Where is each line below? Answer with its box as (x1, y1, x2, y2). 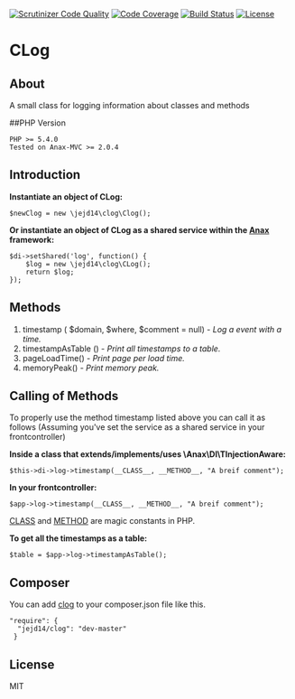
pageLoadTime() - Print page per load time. (22, 352, 185, 363)
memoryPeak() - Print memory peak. (22, 362, 160, 373)
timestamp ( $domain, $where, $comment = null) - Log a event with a (22, 323, 282, 334)
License (9, 657, 55, 672)
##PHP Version (9, 117, 66, 128)
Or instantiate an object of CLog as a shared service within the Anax (9, 224, 270, 235)
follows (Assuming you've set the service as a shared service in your (9, 422, 265, 433)
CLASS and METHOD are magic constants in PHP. (9, 516, 196, 527)
